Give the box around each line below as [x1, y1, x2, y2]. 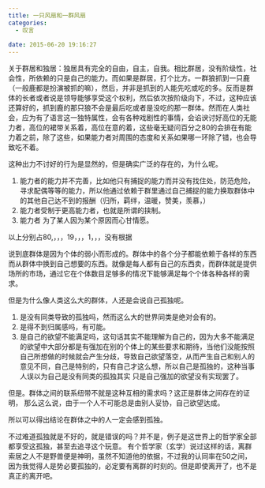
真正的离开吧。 [8, 471, 57, 481]
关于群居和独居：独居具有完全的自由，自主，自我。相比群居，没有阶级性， [8, 64, 250, 73]
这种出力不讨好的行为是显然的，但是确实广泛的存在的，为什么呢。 [8, 160, 222, 169]
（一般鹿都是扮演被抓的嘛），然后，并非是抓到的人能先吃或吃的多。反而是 [8, 84, 247, 93]
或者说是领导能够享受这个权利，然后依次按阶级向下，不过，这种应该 [35, 93, 257, 103]
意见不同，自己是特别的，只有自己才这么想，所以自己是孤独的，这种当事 [19, 362, 255, 371]
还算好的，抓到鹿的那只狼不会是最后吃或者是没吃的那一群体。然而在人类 [8, 103, 243, 113]
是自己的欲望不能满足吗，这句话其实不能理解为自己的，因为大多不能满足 [19, 332, 255, 342]
